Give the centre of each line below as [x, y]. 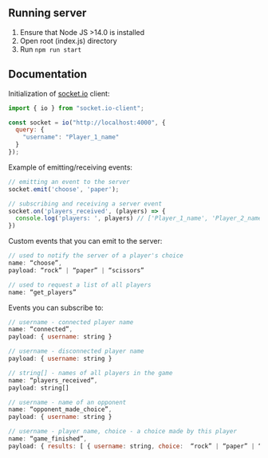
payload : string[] [39, 388]
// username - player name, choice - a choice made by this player [123, 432]
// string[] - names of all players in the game [91, 373]
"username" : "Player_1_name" [71, 137]
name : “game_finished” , [48, 439]
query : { [30, 130]
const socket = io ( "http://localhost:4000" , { [87, 123]
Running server [47, 13]
